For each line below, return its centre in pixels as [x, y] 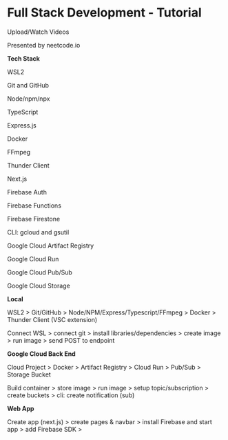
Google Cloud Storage [39, 286]
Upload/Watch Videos [38, 32]
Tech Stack [23, 58]
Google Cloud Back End [41, 354]
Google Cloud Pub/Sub [40, 272]
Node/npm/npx [29, 99]
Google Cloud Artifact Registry [51, 246]
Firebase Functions [34, 206]
